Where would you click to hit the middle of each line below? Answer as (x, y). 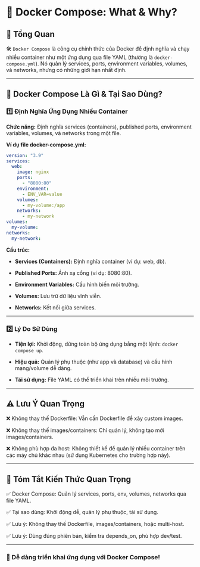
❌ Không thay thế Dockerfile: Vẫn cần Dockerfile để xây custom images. (95, 418)
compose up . (29, 350)
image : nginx (33, 172)
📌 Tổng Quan (30, 34)
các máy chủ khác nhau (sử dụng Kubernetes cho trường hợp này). (88, 455)
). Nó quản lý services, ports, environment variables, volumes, (111, 64)
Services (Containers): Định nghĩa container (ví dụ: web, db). (90, 261)
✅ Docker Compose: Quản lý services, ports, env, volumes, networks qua (96, 494)
